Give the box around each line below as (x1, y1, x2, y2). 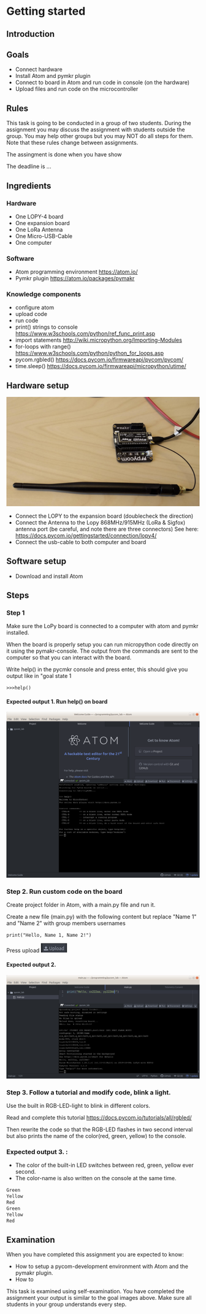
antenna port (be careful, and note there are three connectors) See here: (15, 525, 199, 532)
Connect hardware (15, 66, 63, 73)
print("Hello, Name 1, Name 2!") (6, 932, 92, 939)
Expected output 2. (6, 961, 56, 968)
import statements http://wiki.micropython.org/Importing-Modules (15, 336, 183, 344)
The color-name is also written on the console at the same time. (15, 1175, 177, 1182)
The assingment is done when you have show (6, 151, 122, 158)
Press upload (6, 947, 40, 955)
